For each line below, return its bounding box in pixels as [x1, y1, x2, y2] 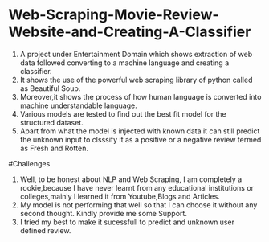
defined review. [19, 225, 71, 235]
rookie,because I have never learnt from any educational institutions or [19, 183, 255, 192]
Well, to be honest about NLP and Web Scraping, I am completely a [19, 174, 243, 184]
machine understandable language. [19, 100, 138, 110]
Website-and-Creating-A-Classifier [8, 23, 251, 41]
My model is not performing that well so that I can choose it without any [19, 199, 258, 210]
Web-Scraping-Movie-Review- [8, 6, 219, 24]
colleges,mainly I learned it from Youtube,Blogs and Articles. [19, 191, 221, 201]
